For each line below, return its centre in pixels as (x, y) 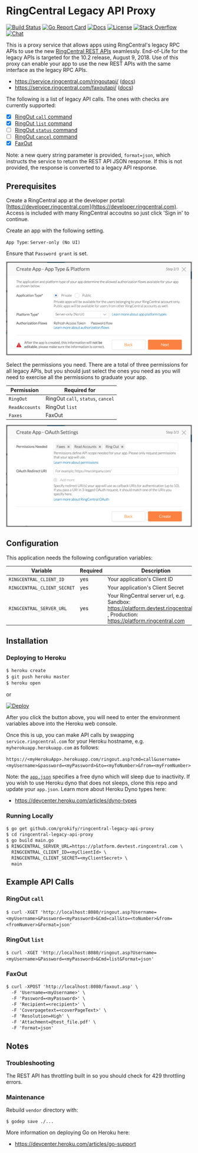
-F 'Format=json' (33, 1028)
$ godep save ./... (30, 1122)
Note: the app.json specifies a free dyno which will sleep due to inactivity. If (98, 776)
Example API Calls (40, 882)
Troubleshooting (30, 1063)
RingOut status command (46, 130)
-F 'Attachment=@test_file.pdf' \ (54, 1022)
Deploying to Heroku (36, 657)
